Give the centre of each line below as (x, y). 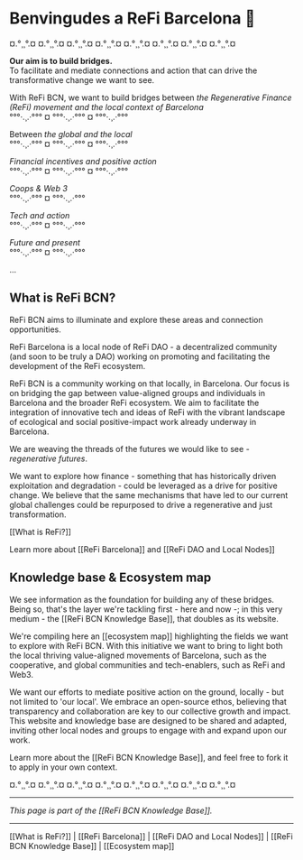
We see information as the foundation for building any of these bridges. (142, 599)
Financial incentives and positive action (83, 161)
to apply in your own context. (64, 767)
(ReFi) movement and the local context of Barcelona (107, 106)
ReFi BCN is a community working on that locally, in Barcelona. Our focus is (150, 384)
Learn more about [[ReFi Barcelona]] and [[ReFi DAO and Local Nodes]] (142, 549)
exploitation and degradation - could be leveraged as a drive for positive (143, 485)
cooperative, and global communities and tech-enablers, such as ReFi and (147, 665)
